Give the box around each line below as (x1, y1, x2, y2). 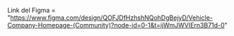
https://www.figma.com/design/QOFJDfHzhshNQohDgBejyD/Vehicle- (10, 13, 213, 22)
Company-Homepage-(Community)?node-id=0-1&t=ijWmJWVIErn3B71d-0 (7, 21, 225, 29)
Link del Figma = (7, 6, 56, 14)
